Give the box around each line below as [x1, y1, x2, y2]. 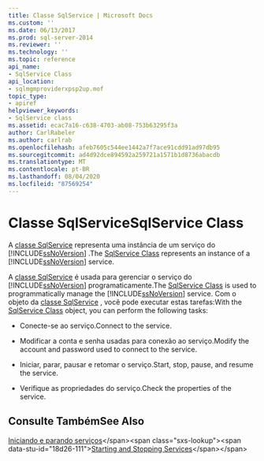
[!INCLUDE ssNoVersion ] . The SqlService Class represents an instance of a [8, 248, 251, 258]
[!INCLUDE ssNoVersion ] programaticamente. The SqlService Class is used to [8, 281, 257, 290]
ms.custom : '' [8, 19, 55, 27]
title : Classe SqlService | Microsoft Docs [8, 11, 154, 20]
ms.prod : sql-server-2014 [8, 33, 93, 42]
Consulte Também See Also [8, 415, 144, 428]
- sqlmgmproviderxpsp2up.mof [8, 84, 104, 93]
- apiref [8, 99, 37, 107]
